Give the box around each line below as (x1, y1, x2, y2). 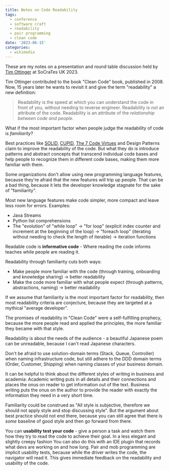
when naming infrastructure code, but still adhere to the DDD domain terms (5, 356, 162, 362)
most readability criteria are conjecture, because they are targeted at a (5, 300, 152, 306)
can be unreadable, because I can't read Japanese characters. (5, 340, 136, 346)
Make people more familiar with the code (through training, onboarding (12, 268, 160, 274)
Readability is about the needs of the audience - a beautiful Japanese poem (5, 335, 163, 341)
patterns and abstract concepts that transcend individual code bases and (5, 151, 158, 157)
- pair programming (10, 31, 51, 36)
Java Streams (12, 212, 41, 218)
